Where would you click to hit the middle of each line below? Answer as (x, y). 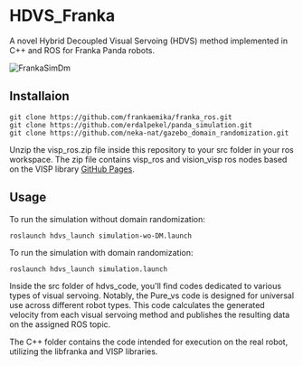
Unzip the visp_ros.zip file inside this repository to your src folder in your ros (151, 149)
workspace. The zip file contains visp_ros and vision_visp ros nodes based (148, 159)
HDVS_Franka (62, 16)
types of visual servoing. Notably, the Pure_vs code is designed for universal (152, 296)
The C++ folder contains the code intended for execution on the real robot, (149, 342)
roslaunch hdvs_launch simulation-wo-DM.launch (101, 236)
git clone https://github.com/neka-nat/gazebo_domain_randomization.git (149, 133)
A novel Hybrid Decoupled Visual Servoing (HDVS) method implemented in (148, 41)
